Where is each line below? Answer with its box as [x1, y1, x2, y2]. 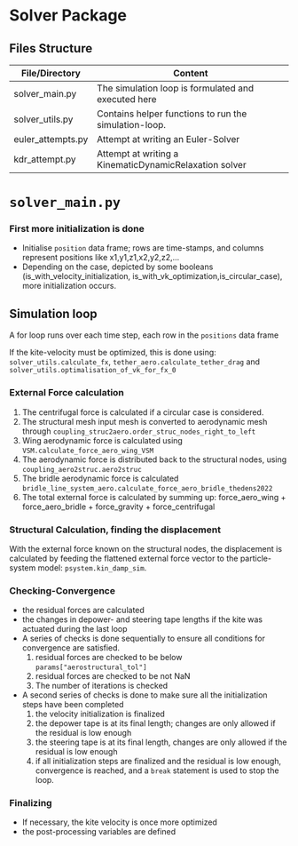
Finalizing [9, 797, 52, 810]
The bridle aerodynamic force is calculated [21, 473, 179, 483]
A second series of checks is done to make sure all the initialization [21, 690, 268, 700]
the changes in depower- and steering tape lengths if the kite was [21, 614, 263, 625]
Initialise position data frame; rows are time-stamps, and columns [21, 243, 264, 253]
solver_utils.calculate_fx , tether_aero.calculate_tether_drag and [9, 356, 260, 367]
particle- [239, 553, 272, 563]
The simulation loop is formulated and [97, 82, 255, 94]
